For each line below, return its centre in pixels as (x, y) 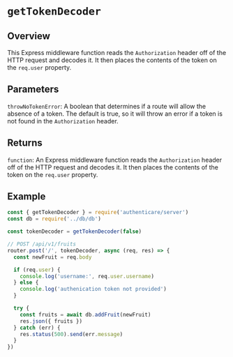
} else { (26, 283)
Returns (25, 143)
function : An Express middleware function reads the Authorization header (115, 160)
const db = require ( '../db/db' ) (54, 219)
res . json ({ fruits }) (51, 321)
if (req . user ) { (37, 270)
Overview (29, 36)
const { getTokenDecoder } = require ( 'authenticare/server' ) (98, 213)
